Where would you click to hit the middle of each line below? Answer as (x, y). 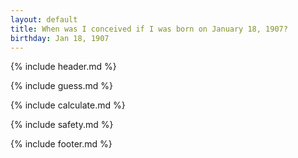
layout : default (44, 19)
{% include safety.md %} (62, 125)
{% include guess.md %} (61, 86)
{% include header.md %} (63, 67)
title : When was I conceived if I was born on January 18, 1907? (149, 29)
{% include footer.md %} (61, 144)
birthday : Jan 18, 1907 (60, 38)
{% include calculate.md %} (68, 105)
